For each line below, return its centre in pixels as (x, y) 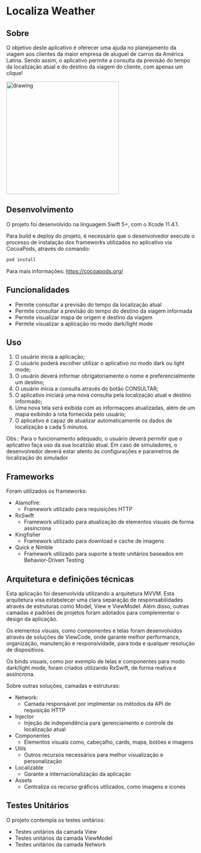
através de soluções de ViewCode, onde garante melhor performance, (93, 637)
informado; (28, 402)
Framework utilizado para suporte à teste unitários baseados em (103, 554)
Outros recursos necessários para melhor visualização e (94, 755)
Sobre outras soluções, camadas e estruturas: (63, 686)
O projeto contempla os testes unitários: (55, 820)
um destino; (30, 382)
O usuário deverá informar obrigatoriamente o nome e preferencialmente (105, 376)
